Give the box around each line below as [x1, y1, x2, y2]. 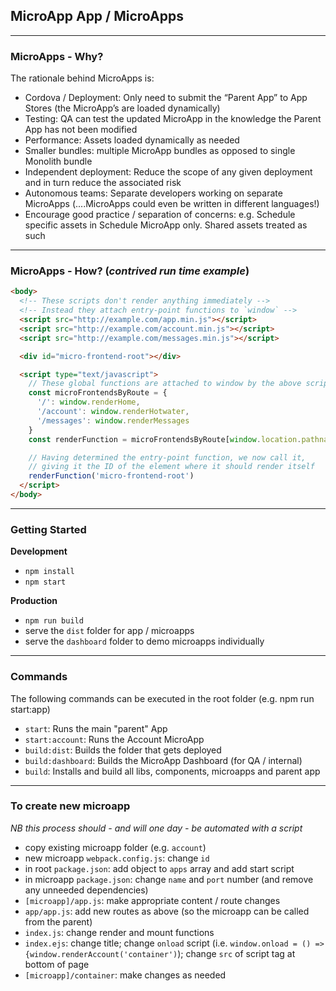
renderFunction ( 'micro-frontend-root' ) [28, 471, 195, 481]
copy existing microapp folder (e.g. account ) [24, 841, 207, 853]
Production [10, 595, 58, 607]
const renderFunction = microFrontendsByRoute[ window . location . [28, 434, 302, 444]
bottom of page [24, 958, 90, 970]
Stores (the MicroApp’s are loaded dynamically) [24, 102, 221, 114]
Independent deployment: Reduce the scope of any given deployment [24, 166, 313, 178]
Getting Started [10, 522, 87, 536]
